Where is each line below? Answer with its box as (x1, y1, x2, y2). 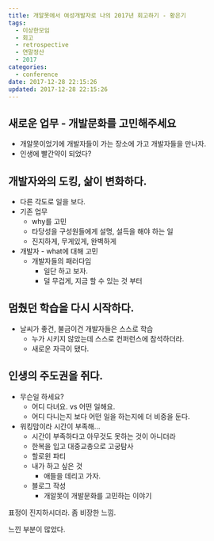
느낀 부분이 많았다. (8, 524, 66, 534)
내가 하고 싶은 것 (31, 461, 83, 471)
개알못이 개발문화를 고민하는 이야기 (43, 490, 152, 500)
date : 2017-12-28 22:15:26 (8, 78, 97, 86)
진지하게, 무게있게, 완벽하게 (31, 237, 117, 246)
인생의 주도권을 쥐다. (8, 369, 103, 383)
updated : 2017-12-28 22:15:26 (8, 85, 109, 93)
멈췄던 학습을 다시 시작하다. (8, 302, 135, 315)
